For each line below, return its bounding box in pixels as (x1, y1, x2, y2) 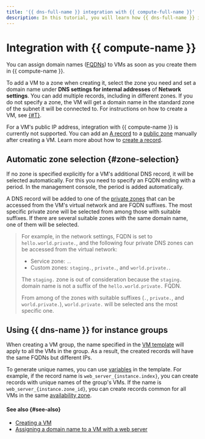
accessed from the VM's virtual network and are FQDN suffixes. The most (6, 202, 192, 209)
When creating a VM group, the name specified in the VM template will (6, 341, 184, 348)
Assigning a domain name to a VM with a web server (15, 426, 148, 433)
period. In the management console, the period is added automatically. (6, 184, 184, 191)
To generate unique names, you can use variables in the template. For (6, 366, 182, 373)
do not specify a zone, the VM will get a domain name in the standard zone (6, 99, 195, 106)
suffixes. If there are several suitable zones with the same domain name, (6, 215, 189, 222)
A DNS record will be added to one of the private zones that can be (6, 195, 175, 202)
